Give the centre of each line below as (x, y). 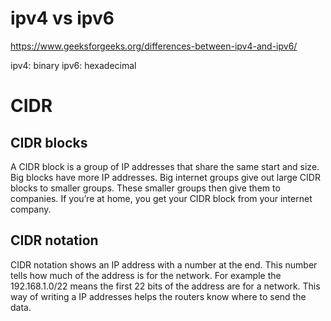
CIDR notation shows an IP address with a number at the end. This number (164, 264)
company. (31, 209)
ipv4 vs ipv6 (62, 18)
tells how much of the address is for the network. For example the (146, 275)
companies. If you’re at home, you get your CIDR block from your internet (161, 198)
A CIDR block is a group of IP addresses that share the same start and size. (165, 166)
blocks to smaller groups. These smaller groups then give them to (145, 188)
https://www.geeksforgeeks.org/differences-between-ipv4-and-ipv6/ (154, 46)
